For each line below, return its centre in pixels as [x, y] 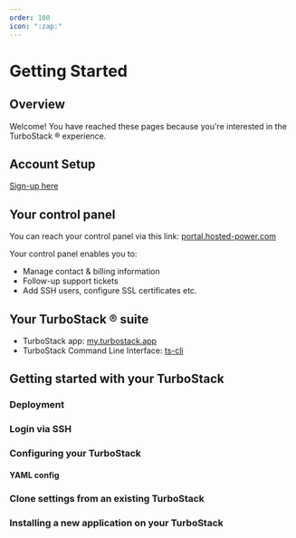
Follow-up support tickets [71, 281]
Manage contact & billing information [91, 272]
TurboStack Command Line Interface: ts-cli [103, 351]
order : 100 [30, 18]
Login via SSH [41, 429]
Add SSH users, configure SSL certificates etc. [110, 291]
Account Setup [53, 164]
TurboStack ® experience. [58, 136]
